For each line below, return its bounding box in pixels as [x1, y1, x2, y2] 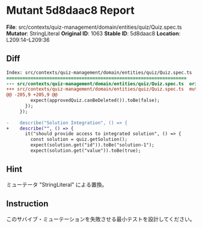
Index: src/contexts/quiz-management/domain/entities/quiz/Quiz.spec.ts [6, 70, 192, 76]
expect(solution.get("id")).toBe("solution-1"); [30, 142, 155, 148]
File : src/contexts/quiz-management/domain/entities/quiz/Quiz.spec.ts [6, 23, 182, 31]
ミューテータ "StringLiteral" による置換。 [6, 181, 108, 188]
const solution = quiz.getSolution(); [30, 136, 128, 143]
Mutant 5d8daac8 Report [6, 4, 135, 17]
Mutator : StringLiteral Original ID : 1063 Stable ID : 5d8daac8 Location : [6, 29, 181, 37]
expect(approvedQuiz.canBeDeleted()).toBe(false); [30, 97, 161, 104]
